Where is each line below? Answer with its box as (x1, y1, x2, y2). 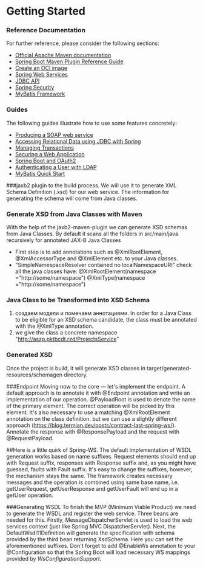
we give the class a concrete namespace (15, 329, 118, 336)
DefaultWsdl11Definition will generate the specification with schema (6, 529, 175, 536)
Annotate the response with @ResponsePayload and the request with (6, 428, 180, 435)
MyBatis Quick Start (15, 170, 65, 177)
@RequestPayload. (6, 434, 54, 442)
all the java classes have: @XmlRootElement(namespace (15, 268, 156, 275)
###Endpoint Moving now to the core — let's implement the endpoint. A (6, 383, 186, 390)
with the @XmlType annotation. (15, 322, 94, 330)
